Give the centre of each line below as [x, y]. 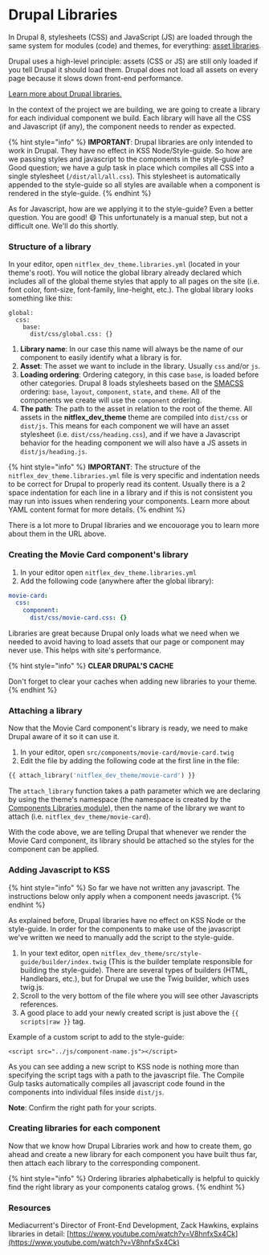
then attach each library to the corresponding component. [104, 1163]
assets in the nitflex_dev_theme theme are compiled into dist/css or [134, 417]
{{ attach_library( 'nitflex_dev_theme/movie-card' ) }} [102, 776]
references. [39, 1004]
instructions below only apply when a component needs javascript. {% [125, 896]
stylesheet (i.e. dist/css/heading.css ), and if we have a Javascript [130, 435]
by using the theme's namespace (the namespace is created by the [120, 799]
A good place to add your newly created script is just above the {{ [129, 1012]
